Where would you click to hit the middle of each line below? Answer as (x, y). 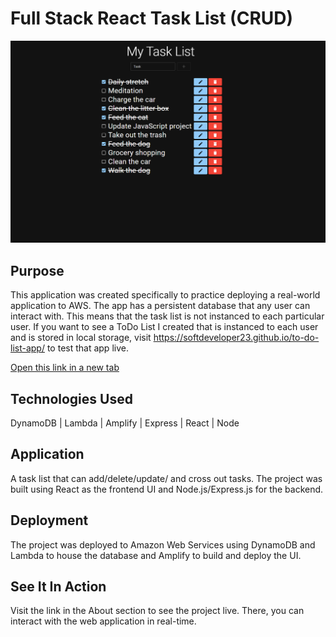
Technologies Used (71, 398)
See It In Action (58, 586)
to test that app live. (87, 348)
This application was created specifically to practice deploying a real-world (165, 295)
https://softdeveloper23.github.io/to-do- (236, 338)
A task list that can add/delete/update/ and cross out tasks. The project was (166, 478)
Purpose (37, 270)
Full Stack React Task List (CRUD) (152, 18)
